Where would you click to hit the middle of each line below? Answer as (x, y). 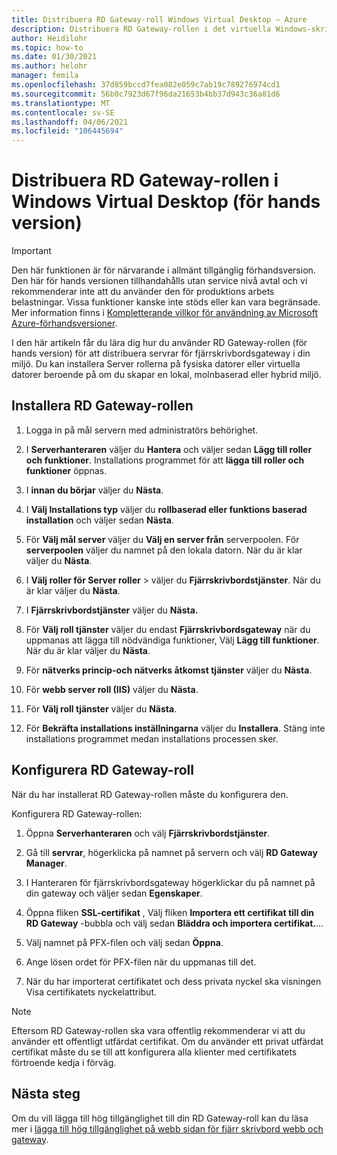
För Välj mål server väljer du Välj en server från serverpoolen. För (162, 539)
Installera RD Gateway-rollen (102, 406)
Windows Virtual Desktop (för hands (166, 202)
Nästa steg (46, 1094)
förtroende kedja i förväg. (64, 1062)
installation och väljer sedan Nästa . (99, 520)
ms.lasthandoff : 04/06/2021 (70, 122)
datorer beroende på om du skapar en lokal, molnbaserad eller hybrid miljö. (166, 375)
